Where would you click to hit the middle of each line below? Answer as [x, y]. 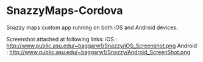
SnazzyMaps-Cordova [65, 11]
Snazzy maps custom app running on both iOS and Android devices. [92, 27]
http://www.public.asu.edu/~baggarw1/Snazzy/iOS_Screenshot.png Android [102, 46]
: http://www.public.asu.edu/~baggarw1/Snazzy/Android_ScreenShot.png [98, 52]
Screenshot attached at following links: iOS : [62, 39]
